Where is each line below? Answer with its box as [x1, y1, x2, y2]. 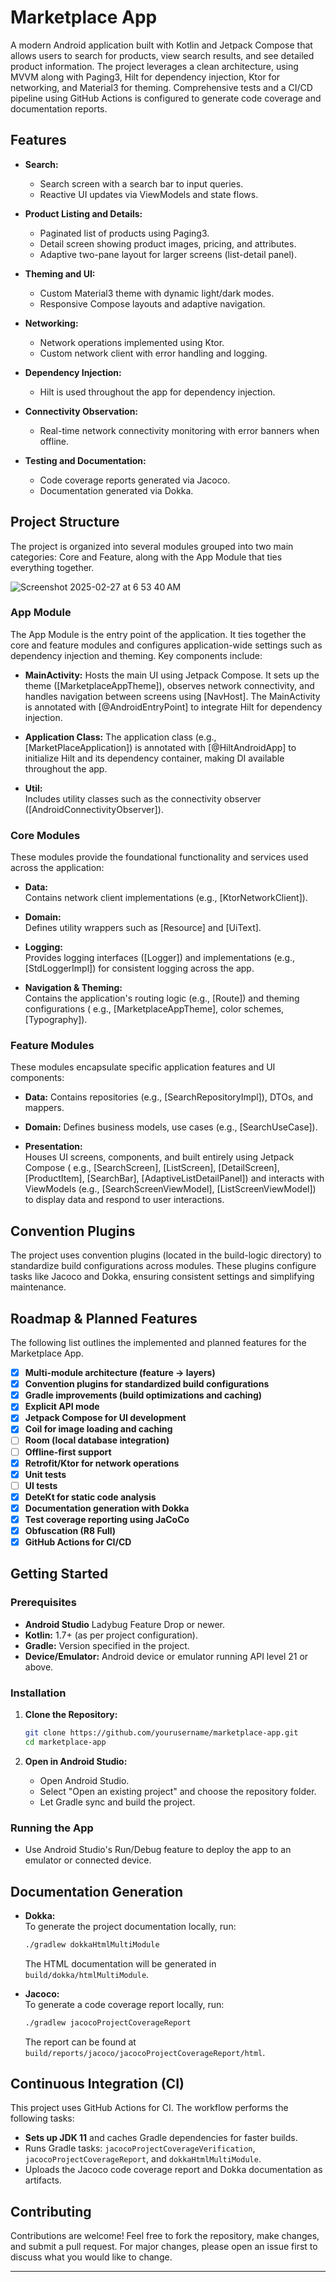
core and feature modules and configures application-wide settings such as [10, 639, 323, 651]
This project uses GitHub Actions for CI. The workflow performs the [10, 2102, 289, 2114]
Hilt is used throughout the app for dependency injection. [39, 386, 276, 398]
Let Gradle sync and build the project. [39, 1796, 196, 1808]
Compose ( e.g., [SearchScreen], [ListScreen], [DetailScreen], [24, 1162, 280, 1174]
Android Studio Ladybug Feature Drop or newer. [24, 1618, 226, 1630]
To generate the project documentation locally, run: [24, 1920, 237, 1932]
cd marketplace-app [24, 1737, 107, 1747]
